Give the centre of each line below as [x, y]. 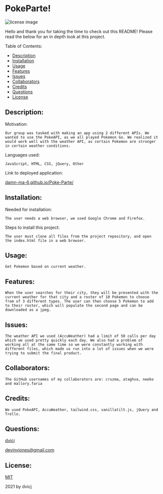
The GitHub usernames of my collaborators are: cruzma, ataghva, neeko [79, 379]
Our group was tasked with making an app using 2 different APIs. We [77, 133]
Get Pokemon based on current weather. [46, 267]
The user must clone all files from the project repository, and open [78, 236]
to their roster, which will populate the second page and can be [74, 306]
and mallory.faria [24, 383]
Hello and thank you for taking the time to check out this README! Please [79, 31]
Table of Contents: [24, 46]
